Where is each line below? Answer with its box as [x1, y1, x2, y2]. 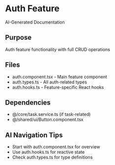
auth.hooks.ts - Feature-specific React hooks [12, 84, 104, 90]
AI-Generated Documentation [5, 19, 65, 25]
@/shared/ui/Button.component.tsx [12, 116, 84, 123]
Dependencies [5, 98, 51, 107]
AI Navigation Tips [5, 131, 63, 139]
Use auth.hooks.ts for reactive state [12, 149, 85, 155]
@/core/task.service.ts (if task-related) [12, 111, 91, 117]
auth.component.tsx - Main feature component [12, 74, 107, 80]
